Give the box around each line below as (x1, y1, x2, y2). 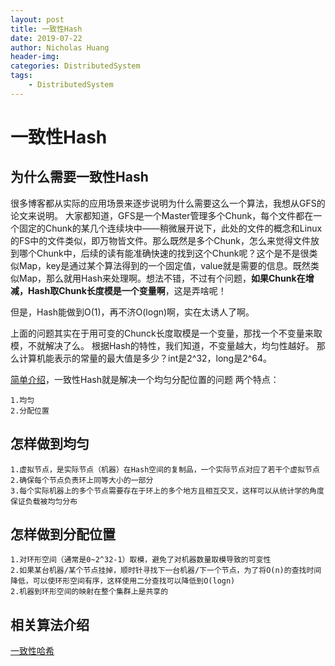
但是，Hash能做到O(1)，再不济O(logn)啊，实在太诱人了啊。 (10, 306, 255, 318)
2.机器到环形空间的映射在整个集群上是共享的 (10, 587, 169, 597)
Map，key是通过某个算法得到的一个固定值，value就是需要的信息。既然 (18, 259, 311, 271)
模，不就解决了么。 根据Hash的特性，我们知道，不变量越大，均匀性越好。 (10, 339, 315, 351)
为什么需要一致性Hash (10, 169, 149, 186)
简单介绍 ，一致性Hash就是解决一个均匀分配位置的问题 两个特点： (10, 373, 280, 385)
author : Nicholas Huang (10, 42, 110, 53)
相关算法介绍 (10, 616, 90, 633)
